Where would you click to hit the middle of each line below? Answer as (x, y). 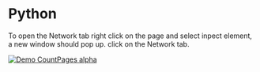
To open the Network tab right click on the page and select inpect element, (130, 36)
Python (32, 14)
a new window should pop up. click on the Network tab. (99, 44)
